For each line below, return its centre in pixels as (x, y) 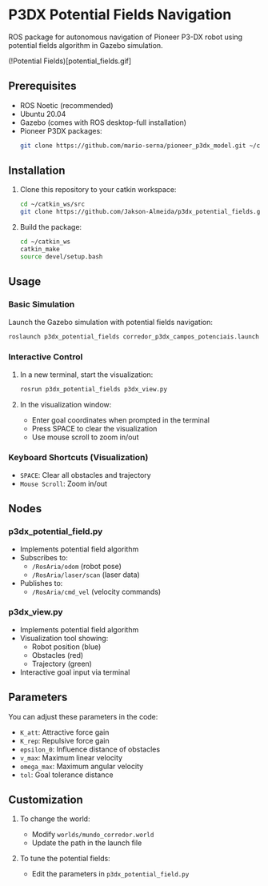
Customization (46, 800)
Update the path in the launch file (87, 843)
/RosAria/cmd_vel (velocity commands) (96, 591)
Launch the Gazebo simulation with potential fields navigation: (111, 322)
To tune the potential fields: (65, 859)
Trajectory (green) (62, 663)
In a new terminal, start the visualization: (86, 375)
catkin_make (40, 250)
